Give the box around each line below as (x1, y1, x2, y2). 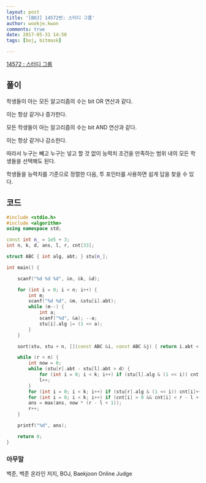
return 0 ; (17, 433, 43, 439)
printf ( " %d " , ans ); (17, 422, 67, 428)
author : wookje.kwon (6, 20, 59, 26)
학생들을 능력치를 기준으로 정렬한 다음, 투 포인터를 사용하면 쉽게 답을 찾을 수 (6, 170, 188, 178)
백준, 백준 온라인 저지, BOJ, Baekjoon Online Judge (6, 470, 133, 477)
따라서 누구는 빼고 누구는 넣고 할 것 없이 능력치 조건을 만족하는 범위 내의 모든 (6, 150, 189, 157)
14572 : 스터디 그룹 (6, 61, 53, 67)
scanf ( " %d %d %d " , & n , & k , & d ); (17, 275, 100, 282)
